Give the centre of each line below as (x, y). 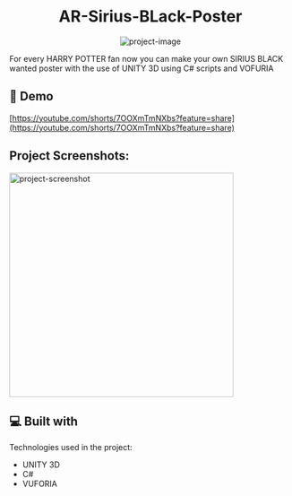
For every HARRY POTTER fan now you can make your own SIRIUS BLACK (146, 58)
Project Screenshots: (69, 156)
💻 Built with (44, 421)
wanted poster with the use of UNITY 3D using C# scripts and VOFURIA (142, 68)
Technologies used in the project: (71, 448)
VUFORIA (40, 484)
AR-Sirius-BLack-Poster (150, 17)
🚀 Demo (31, 96)
